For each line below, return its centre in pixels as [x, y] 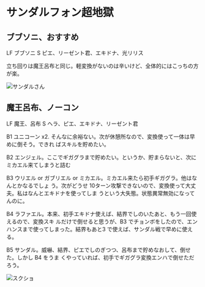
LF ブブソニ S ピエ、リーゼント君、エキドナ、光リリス [75, 53]
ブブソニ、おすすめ [43, 37]
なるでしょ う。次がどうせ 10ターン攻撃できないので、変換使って [104, 185]
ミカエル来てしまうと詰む [39, 165]
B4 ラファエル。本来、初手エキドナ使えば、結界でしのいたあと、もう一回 [99, 214]
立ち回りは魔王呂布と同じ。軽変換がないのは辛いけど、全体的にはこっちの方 [102, 66]
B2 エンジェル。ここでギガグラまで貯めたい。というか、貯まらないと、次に [102, 157]
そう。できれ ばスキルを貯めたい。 [66, 144]
